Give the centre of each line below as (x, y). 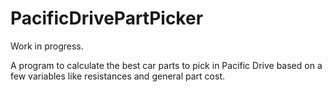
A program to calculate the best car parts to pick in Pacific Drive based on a (166, 65)
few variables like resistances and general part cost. (117, 76)
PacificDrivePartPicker (107, 18)
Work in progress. (47, 46)
